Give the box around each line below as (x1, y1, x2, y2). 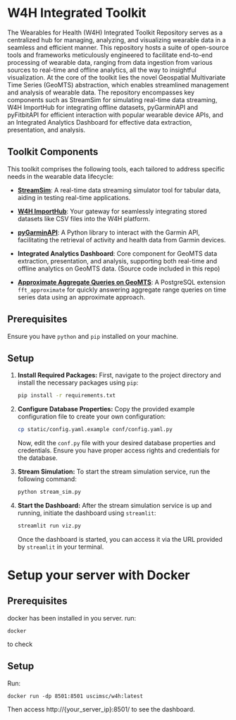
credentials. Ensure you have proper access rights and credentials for (17, 446, 220, 455)
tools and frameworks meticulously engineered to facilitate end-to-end (7, 51, 213, 59)
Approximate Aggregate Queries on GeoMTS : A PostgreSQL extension (17, 278, 225, 286)
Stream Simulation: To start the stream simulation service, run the (17, 467, 211, 476)
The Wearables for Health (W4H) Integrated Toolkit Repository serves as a (7, 28, 223, 37)
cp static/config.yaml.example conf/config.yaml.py (17, 426, 173, 433)
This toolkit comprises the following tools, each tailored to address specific (7, 164, 225, 173)
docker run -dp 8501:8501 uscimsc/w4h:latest (7, 693, 143, 700)
